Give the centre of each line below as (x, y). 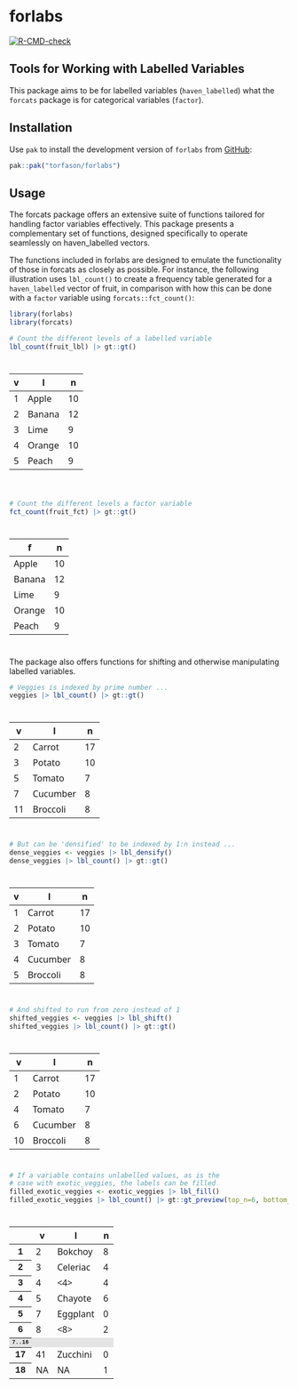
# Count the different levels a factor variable (101, 503)
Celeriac (74, 1267)
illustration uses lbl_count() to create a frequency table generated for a (141, 279)
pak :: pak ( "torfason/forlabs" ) (65, 165)
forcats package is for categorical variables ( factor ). (106, 100)
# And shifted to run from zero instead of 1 (94, 1010)
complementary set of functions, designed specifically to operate (129, 234)
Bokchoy (75, 1252)
